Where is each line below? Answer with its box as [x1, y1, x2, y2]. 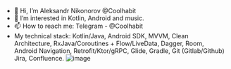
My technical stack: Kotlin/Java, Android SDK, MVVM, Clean [13, 32, 189, 40]
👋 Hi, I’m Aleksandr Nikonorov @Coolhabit [13, 7, 137, 15]
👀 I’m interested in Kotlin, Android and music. [13, 14, 144, 22]
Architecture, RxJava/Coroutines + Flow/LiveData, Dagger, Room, [13, 39, 204, 47]
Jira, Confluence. [13, 54, 65, 62]
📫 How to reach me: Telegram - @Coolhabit [13, 22, 143, 30]
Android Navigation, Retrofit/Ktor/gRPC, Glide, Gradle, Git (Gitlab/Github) [13, 47, 225, 55]
